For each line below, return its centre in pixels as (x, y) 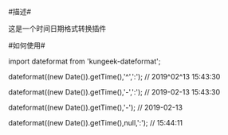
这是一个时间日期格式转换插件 (57, 29)
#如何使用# (27, 45)
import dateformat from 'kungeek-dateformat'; (85, 61)
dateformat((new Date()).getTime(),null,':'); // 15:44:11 (96, 123)
